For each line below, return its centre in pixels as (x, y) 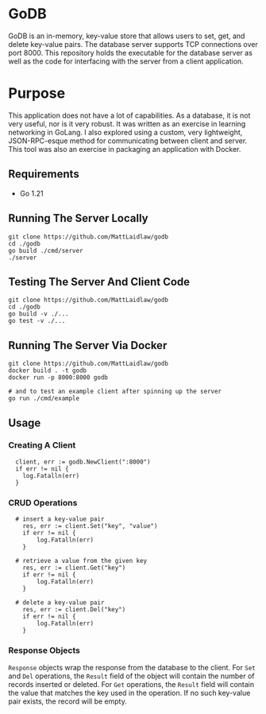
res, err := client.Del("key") (74, 610)
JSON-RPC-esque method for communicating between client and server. (128, 141)
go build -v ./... (39, 314)
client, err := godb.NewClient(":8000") (83, 462)
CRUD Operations (43, 503)
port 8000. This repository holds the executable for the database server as (130, 52)
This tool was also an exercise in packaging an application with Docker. (125, 149)
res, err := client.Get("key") (74, 568)
